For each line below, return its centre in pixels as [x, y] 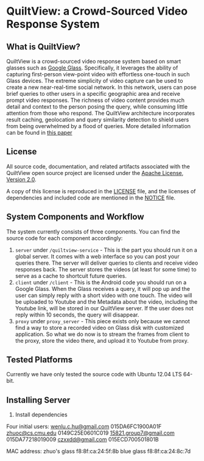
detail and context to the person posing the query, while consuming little [97, 107]
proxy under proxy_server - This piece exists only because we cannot [102, 321]
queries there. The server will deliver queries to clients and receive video [107, 263]
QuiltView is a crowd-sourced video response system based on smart [94, 61]
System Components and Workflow [75, 217]
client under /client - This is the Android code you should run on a [101, 282]
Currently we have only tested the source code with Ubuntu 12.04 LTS [94, 374]
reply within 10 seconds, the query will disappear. [77, 315]
